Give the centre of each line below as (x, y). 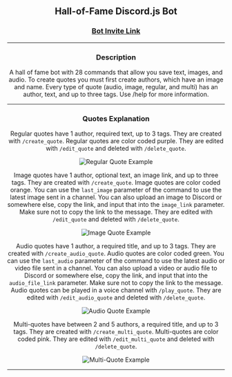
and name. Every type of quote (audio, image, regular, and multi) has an (116, 86)
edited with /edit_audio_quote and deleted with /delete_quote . (116, 297)
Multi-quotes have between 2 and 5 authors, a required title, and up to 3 (116, 324)
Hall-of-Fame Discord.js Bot (116, 11)
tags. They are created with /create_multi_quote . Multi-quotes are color (116, 332)
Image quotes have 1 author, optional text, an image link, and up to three (116, 175)
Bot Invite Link (116, 31)
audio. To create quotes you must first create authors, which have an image (116, 80)
